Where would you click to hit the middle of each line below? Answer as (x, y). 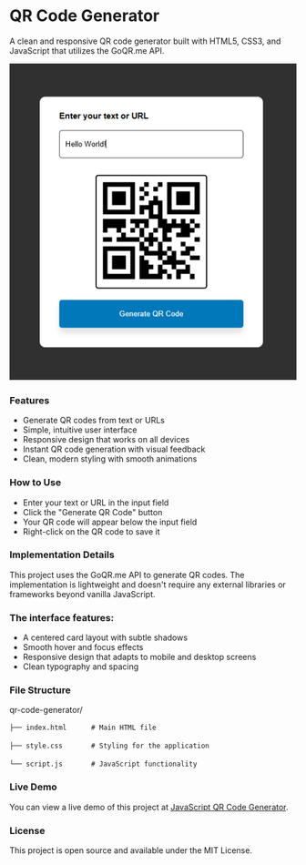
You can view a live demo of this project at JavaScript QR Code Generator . (149, 807)
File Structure (40, 690)
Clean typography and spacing (81, 667)
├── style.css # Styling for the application (109, 746)
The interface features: (62, 617)
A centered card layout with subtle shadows (105, 637)
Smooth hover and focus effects (83, 647)
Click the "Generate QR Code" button (92, 512)
